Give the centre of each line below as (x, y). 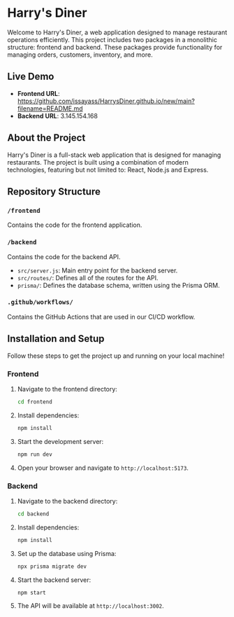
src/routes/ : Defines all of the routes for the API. (88, 277)
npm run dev (35, 454)
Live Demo (31, 77)
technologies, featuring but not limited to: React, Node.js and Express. (108, 169)
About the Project (46, 138)
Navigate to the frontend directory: (67, 389)
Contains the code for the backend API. (64, 256)
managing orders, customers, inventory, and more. (80, 55)
